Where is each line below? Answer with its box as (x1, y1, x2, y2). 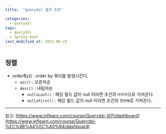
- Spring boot (9, 35, 39, 40)
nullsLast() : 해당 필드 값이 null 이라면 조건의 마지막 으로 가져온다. (27, 91, 154, 97)
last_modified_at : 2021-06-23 (5, 39, 68, 45)
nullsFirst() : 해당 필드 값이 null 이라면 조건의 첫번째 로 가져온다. (27, 97, 152, 103)
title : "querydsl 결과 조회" (5, 7, 63, 12)
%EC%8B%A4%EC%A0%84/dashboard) (5, 123, 90, 129)
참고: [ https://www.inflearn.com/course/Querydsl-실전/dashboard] (5, 112, 140, 119)
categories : (5, 16, 30, 21)
